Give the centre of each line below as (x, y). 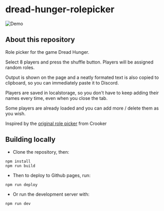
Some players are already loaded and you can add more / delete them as (82, 108)
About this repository (40, 40)
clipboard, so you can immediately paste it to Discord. (62, 82)
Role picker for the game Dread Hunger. (47, 52)
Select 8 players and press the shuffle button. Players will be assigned (79, 62)
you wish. (15, 113)
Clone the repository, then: (41, 152)
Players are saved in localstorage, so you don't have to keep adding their (82, 93)
